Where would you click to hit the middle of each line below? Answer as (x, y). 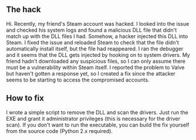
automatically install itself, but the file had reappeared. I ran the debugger (95, 49)
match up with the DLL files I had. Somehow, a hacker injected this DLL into (97, 36)
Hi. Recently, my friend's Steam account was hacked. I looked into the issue (98, 23)
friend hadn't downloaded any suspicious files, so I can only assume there (96, 61)
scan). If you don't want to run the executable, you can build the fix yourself (98, 125)
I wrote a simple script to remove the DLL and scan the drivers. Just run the (97, 112)
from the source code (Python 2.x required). (60, 131)
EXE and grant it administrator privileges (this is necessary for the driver (93, 118)
